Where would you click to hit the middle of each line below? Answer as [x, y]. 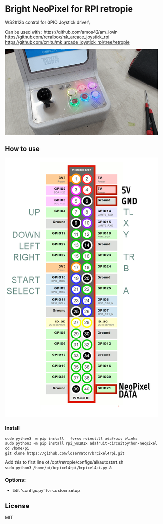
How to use [22, 148]
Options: [16, 480]
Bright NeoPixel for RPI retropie [69, 9]
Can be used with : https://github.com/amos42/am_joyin [61, 32]
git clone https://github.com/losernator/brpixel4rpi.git [65, 453]
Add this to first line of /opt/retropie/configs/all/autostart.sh [64, 462]
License [17, 506]
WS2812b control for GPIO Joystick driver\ [48, 22]
